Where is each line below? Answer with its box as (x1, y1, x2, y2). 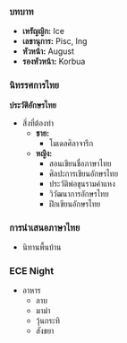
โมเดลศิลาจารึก (48, 137, 94, 148)
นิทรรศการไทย (9, 79, 60, 92)
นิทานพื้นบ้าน (21, 242, 62, 252)
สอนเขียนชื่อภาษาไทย (48, 158, 112, 169)
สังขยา (35, 325, 55, 337)
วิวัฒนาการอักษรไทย (48, 188, 109, 198)
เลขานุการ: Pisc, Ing (21, 36, 88, 47)
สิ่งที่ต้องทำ (21, 118, 55, 128)
